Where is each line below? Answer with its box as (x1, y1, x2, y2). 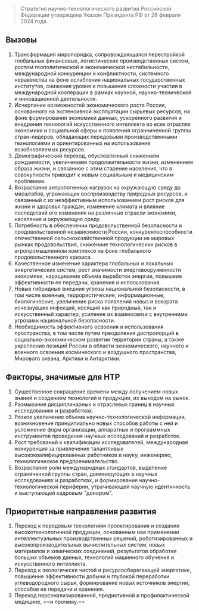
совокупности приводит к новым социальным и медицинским (14, 171, 174, 178)
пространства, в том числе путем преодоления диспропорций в (14, 329, 179, 336)
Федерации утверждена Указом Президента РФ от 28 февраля (20, 11, 181, 18)
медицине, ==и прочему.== (14, 598, 86, 606)
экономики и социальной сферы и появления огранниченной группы (14, 126, 191, 134)
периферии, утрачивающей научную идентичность (60, 483, 191, 490)
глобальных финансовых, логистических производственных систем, (14, 57, 190, 64)
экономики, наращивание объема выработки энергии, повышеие (14, 272, 182, 280)
